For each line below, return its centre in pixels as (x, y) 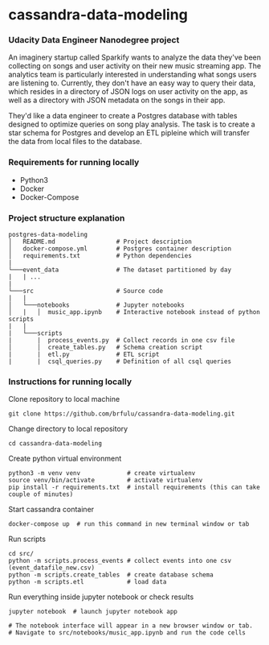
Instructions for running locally (70, 382)
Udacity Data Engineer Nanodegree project (94, 40)
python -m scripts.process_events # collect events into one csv (120, 561)
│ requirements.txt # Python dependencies (100, 256)
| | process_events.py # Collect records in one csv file (122, 341)
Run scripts (27, 539)
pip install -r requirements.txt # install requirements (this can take (134, 488)
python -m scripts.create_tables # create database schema (111, 575)
